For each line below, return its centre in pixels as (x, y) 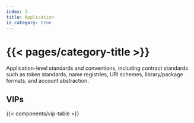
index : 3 (17, 12)
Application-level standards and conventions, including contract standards (97, 68)
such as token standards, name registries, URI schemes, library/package (95, 75)
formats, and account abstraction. (47, 81)
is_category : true (29, 22)
